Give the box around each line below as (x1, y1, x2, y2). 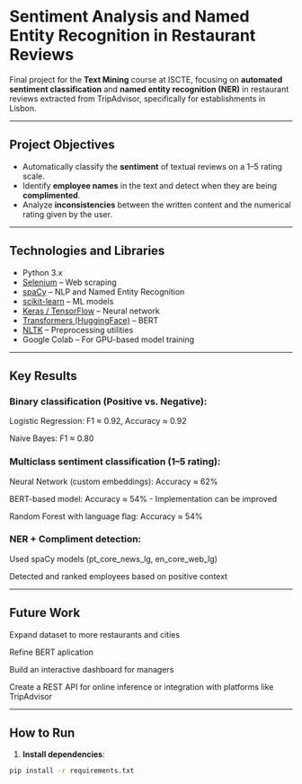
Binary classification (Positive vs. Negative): (9, 395, 208, 408)
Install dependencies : (22, 749, 105, 760)
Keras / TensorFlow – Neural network (22, 305, 160, 316)
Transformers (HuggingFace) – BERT (22, 314, 159, 325)
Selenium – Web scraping (22, 277, 117, 287)
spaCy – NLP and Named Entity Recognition (22, 286, 185, 297)
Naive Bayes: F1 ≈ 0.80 (9, 433, 94, 444)
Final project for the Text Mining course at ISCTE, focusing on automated (9, 74, 283, 84)
